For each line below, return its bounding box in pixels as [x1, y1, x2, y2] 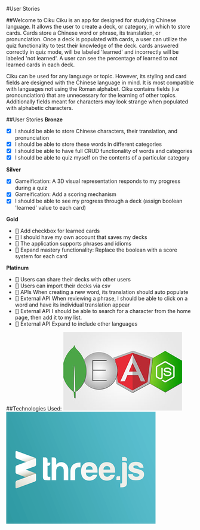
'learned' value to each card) [14, 204, 87, 212]
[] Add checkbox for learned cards [14, 227, 100, 235]
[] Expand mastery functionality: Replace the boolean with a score [14, 246, 177, 253]
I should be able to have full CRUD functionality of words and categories [14, 148, 193, 155]
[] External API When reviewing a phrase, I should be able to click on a [14, 295, 188, 302]
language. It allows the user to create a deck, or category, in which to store [6, 23, 190, 30]
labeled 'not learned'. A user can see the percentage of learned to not [6, 55, 178, 62]
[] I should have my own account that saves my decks [14, 234, 147, 241]
